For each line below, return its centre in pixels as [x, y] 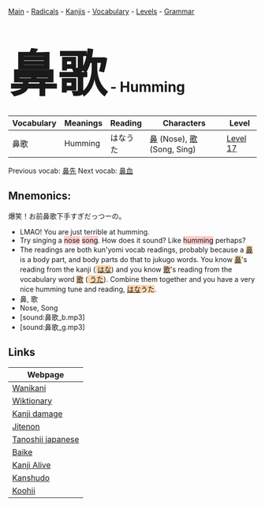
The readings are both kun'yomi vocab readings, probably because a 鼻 [136, 249]
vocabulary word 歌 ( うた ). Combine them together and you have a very [137, 279]
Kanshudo [31, 478]
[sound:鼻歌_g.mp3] [52, 327]
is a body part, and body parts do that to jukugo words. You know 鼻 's [133, 259]
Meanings [83, 123]
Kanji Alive [32, 465]
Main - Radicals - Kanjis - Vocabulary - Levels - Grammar [101, 11]
